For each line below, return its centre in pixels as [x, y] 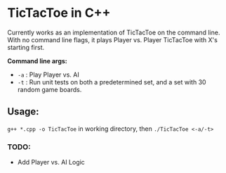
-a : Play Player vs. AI [48, 75]
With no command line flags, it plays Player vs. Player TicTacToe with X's [112, 39]
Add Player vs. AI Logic [51, 162]
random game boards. [49, 89]
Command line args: [38, 60]
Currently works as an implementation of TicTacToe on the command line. [114, 32]
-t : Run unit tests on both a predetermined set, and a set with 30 [112, 82]
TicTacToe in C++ [59, 13]
